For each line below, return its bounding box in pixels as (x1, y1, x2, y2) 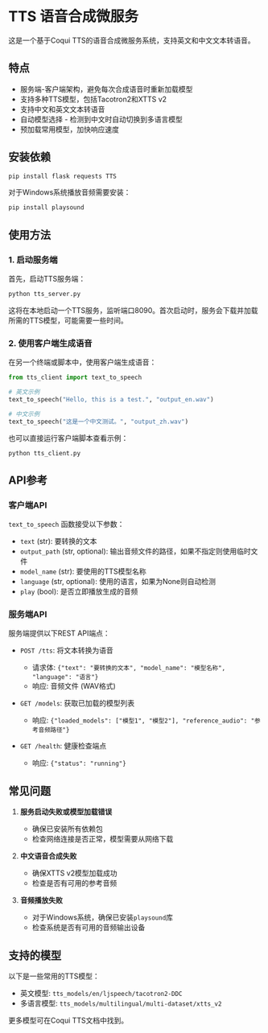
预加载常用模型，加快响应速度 (19, 124, 119, 134)
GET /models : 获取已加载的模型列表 (19, 698, 135, 708)
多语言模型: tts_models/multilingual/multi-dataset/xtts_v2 (19, 998, 222, 1008)
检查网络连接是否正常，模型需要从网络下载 (31, 834, 174, 844)
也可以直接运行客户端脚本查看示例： (8, 433, 129, 442)
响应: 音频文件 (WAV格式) (31, 681, 117, 691)
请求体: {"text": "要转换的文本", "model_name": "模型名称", (31, 663, 226, 673)
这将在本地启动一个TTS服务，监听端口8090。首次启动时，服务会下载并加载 (8, 305, 259, 315)
